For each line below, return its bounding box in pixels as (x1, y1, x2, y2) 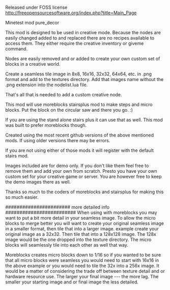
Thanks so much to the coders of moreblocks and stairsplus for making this (5, 189, 164, 195)
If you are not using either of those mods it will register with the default (5, 147, 154, 153)
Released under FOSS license (5, 5, 68, 10)
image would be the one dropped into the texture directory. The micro (5, 236, 152, 243)
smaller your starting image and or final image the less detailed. (5, 279, 138, 285)
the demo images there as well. (5, 179, 71, 185)
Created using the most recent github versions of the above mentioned (5, 132, 154, 138)
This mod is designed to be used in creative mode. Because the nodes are (5, 30, 161, 35)
